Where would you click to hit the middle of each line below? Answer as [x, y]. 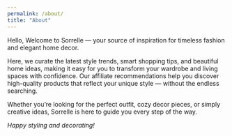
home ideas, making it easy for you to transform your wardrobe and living [113, 68]
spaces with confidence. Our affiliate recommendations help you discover [113, 76]
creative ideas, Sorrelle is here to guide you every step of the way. [102, 112]
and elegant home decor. [43, 47]
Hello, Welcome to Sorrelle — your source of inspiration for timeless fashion [116, 40]
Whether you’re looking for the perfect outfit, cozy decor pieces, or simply [114, 104]
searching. [23, 91]
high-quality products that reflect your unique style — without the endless [113, 83]
